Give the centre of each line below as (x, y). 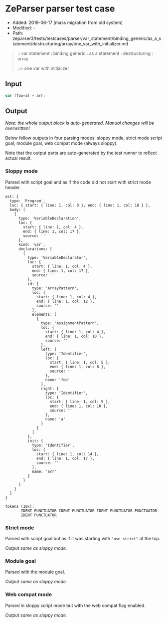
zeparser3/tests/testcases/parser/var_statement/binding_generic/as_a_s (87, 38)
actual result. (18, 158)
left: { (49, 349)
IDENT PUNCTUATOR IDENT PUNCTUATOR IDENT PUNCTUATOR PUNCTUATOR (89, 511)
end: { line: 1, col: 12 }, (66, 301)
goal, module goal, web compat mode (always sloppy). (62, 143)
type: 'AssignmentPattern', (70, 323)
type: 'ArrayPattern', (55, 288)
